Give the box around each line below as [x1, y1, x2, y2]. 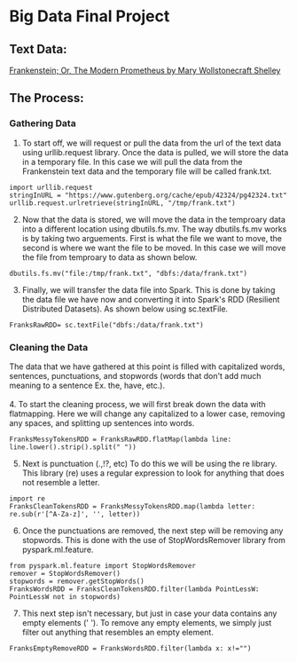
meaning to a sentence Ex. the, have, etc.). [9, 380, 166, 390]
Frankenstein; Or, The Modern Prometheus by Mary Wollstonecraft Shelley [9, 65, 281, 75]
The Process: [9, 91, 84, 106]
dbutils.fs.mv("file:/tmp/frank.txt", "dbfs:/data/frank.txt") [9, 269, 248, 278]
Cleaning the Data [9, 341, 89, 353]
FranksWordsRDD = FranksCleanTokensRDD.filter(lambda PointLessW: [9, 584, 260, 594]
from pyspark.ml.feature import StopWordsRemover [9, 561, 197, 570]
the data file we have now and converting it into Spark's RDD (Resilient [21, 294, 280, 304]
